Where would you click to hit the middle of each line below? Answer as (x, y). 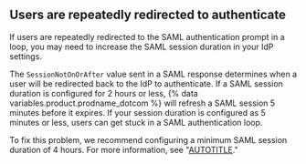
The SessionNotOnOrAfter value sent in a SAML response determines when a (153, 74)
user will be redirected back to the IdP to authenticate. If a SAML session (146, 83)
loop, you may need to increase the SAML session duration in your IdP (142, 46)
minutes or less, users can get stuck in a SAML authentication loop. (136, 122)
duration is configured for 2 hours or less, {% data (104, 93)
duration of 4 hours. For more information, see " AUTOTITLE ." (124, 149)
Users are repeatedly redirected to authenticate (148, 15)
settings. (26, 56)
